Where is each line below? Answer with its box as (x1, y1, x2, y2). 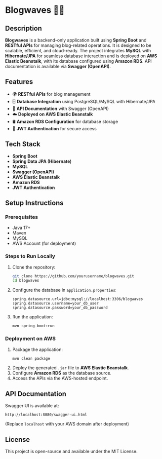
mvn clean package (12, 356, 50, 361)
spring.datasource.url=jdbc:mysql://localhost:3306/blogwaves (12, 297, 143, 302)
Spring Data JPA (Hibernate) (12, 158, 72, 164)
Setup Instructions (5, 199, 64, 207)
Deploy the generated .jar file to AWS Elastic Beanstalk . (12, 365, 129, 371)
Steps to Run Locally (5, 253, 55, 260)
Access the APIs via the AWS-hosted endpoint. (12, 375, 108, 382)
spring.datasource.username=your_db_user (12, 301, 99, 306)
